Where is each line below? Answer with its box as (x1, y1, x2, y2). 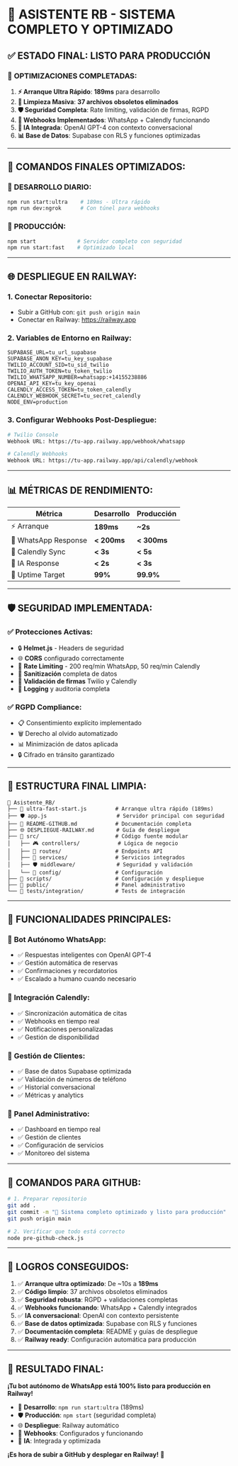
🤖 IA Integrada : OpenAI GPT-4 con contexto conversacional (17, 123, 193, 132)
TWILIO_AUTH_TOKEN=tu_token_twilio (7, 368, 113, 375)
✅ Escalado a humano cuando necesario (17, 975, 137, 983)
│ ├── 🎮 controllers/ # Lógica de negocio (7, 839, 178, 847)
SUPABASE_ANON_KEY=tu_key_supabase (7, 356, 113, 363)
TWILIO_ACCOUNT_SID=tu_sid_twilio (7, 361, 110, 369)
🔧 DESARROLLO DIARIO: (7, 182, 92, 192)
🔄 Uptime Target (11, 569, 65, 579)
